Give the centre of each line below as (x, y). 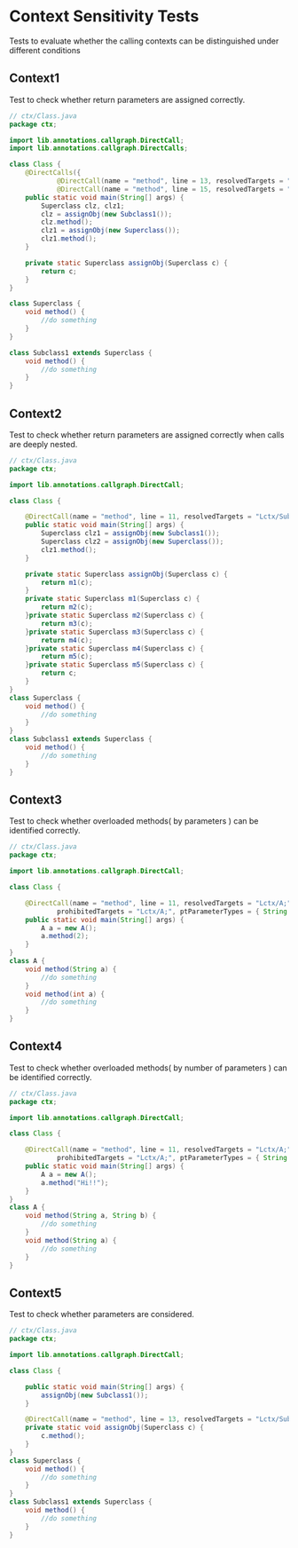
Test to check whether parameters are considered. (102, 1315)
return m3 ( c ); (67, 623)
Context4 (36, 1046)
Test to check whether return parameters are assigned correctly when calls (147, 434)
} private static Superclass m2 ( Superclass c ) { (114, 616)
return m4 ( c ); (67, 640)
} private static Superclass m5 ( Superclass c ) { (114, 665)
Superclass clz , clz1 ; (83, 206)
